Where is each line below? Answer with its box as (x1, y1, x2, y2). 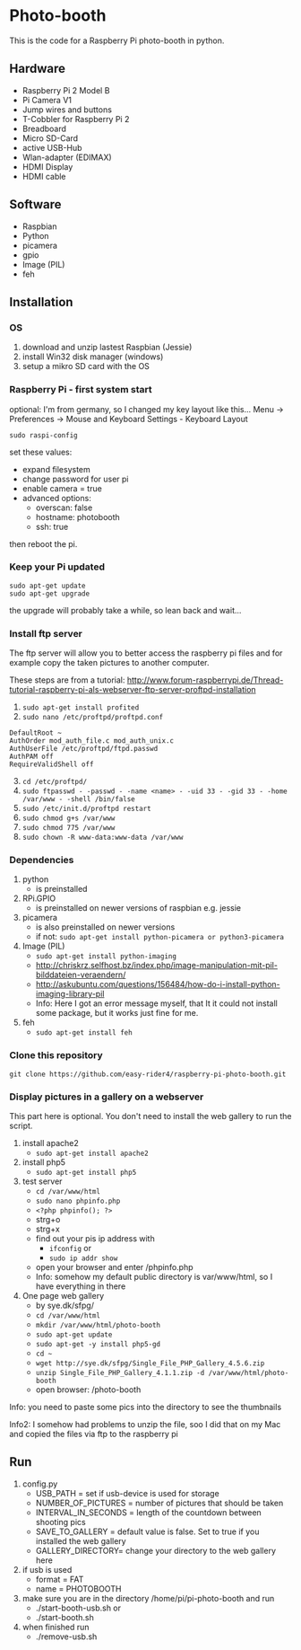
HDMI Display (21, 161, 73, 172)
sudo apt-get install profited (21, 703, 140, 712)
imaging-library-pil (35, 989, 105, 1000)
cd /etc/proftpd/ (21, 778, 88, 787)
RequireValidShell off (9, 760, 94, 769)
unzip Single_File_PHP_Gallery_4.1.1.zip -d (35, 1369, 205, 1378)
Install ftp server (9, 627, 83, 640)
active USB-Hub (21, 142, 82, 153)
